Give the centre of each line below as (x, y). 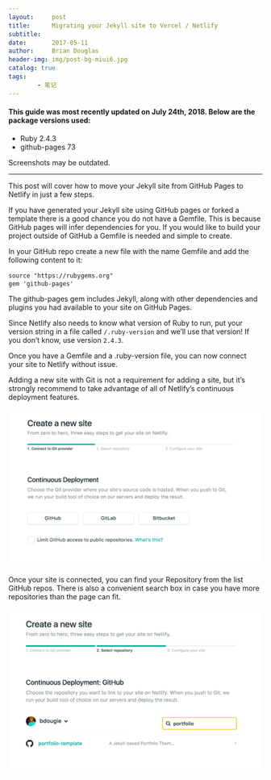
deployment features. (44, 397)
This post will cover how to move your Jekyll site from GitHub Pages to (126, 186)
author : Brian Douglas (54, 51)
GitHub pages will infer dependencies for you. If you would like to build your (134, 227)
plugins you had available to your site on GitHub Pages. (100, 307)
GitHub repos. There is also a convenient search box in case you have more (134, 588)
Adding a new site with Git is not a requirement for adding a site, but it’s (127, 380)
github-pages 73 (48, 147)
